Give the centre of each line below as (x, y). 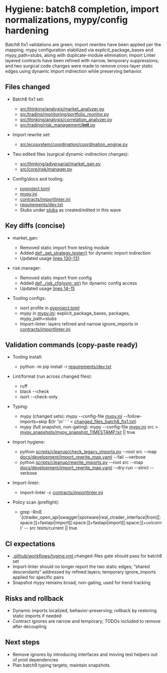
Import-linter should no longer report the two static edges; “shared (81, 567)
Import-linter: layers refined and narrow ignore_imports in (79, 324)
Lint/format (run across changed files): (52, 376)
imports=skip (33, 422)
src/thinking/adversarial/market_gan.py (60, 164)
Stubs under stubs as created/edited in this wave (70, 210)
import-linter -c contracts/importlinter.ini (61, 493)
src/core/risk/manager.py (46, 169)
